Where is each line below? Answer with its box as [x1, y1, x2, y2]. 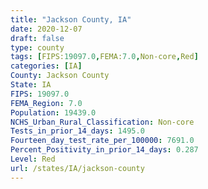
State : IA [10, 80, 52, 90]
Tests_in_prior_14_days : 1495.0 [10, 126, 145, 136]
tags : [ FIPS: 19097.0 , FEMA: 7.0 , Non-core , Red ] [10, 52, 199, 62]
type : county [10, 42, 65, 53]
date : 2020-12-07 [10, 24, 83, 34]
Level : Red [10, 154, 56, 164]
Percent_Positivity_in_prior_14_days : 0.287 [10, 145, 199, 155]
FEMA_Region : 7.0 [10, 98, 83, 108]
